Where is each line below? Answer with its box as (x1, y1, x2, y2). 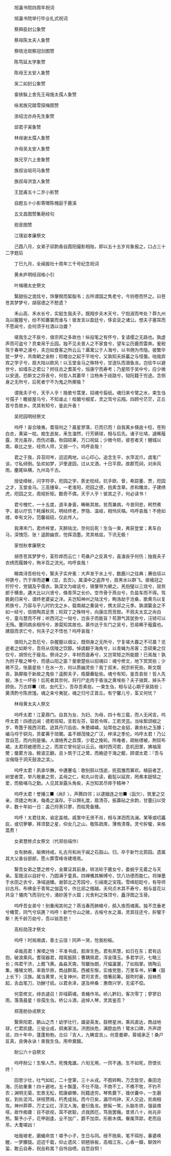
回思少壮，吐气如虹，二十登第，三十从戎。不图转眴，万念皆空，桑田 (14, 1077, 157, 1083)
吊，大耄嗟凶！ (5, 1122, 37, 1128)
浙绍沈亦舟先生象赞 (14, 113, 54, 119)
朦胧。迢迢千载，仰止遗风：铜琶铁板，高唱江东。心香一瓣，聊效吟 (22, 1139, 161, 1145)
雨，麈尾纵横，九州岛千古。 (5, 467, 64, 473)
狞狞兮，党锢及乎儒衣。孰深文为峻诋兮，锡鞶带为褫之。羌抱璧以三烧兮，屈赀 (5, 583, 166, 589)
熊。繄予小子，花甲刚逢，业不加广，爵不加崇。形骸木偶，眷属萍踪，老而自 (5, 1116, 161, 1121)
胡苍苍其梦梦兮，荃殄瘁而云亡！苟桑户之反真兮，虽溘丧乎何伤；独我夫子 (14, 553, 166, 559)
